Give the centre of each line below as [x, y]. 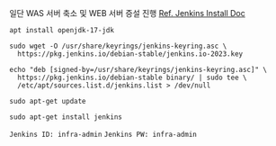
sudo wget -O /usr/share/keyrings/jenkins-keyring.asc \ [118, 46]
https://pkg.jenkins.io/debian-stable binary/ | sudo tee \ [132, 78]
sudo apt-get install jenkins [66, 117]
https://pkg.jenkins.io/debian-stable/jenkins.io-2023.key [130, 54]
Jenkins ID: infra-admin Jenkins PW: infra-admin [103, 134]
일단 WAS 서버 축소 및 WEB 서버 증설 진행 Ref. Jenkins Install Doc [127, 13]
